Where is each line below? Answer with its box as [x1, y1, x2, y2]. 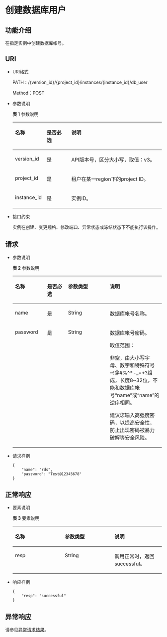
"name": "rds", [21, 467, 53, 472]
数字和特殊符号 [119, 362, 155, 369]
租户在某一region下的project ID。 [71, 175, 149, 182]
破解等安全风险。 [109, 434, 150, 441]
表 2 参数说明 [12, 265, 40, 271]
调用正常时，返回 [114, 553, 155, 560]
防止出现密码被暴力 [109, 427, 155, 434]
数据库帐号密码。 [109, 329, 150, 336]
